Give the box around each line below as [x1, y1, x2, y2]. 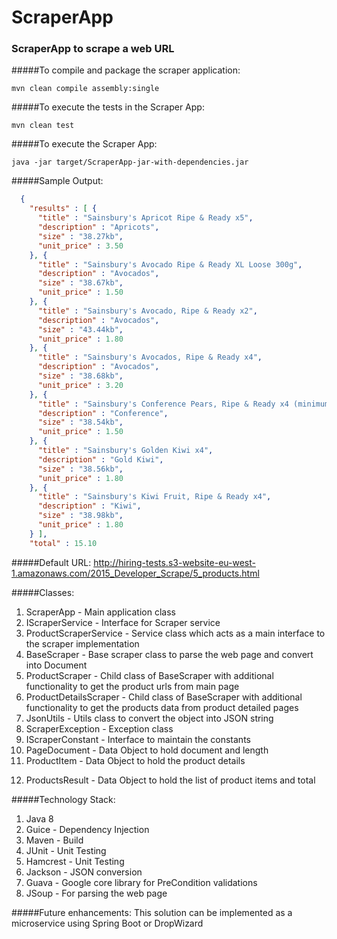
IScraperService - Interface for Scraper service [25, 616, 221, 628]
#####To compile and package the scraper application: [11, 64, 241, 76]
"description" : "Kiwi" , [37, 501, 142, 511]
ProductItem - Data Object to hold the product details [25, 754, 246, 766]
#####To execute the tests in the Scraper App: [11, 101, 205, 113]
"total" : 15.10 [29, 538, 98, 548]
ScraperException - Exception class [25, 722, 174, 735]
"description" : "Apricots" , [37, 222, 160, 233]
